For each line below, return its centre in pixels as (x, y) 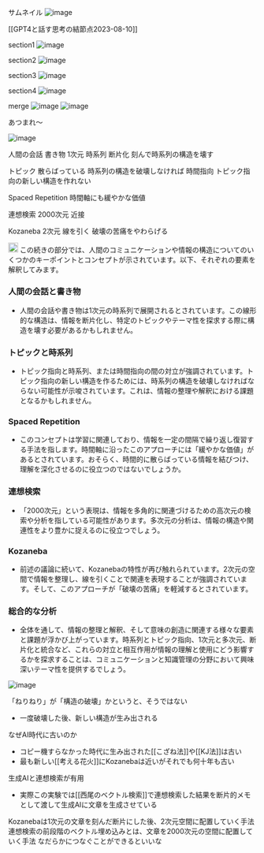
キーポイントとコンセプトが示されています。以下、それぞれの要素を (145, 259)
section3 (22, 75)
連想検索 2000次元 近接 (46, 214)
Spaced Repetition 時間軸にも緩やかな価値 (77, 197)
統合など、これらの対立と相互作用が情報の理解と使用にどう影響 (144, 650)
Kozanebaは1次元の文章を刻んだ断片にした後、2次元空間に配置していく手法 (131, 821)
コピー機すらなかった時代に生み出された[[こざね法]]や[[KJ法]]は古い (131, 751)
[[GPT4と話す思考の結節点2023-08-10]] (73, 29)
